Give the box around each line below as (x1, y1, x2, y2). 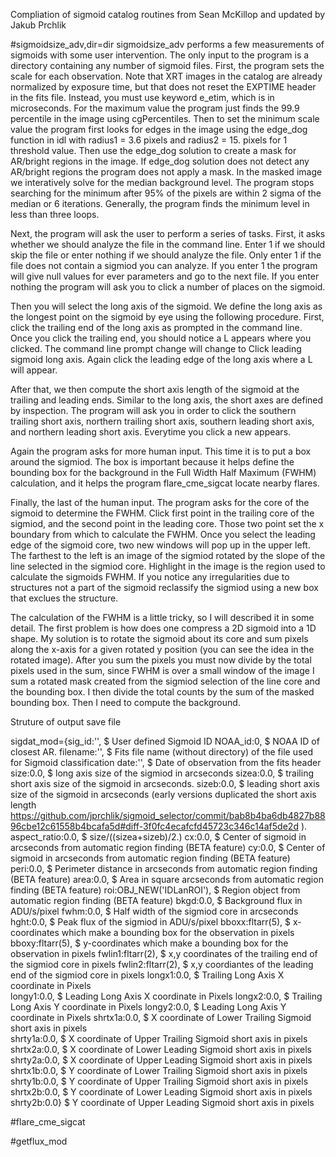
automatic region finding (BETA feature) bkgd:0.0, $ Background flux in (10, 895, 303, 906)
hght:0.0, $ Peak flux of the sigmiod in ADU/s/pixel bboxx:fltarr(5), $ (10, 916, 292, 928)
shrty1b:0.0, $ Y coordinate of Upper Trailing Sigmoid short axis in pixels (10, 1075, 309, 1087)
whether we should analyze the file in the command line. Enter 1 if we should (10, 239, 326, 250)
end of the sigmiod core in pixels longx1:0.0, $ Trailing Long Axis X (10, 969, 285, 981)
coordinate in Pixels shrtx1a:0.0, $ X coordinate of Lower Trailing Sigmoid (10, 1012, 312, 1023)
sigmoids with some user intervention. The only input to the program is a (10, 49, 310, 61)
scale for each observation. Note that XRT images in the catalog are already (10, 70, 323, 82)
